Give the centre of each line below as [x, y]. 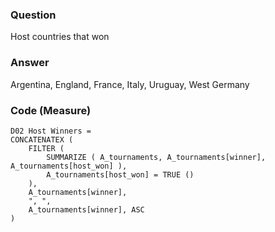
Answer [30, 63]
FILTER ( [46, 148]
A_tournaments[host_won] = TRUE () [120, 174]
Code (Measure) [51, 110]
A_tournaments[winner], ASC [86, 209]
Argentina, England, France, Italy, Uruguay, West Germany [130, 84]
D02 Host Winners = [51, 131]
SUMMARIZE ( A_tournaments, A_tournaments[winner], [156, 157]
